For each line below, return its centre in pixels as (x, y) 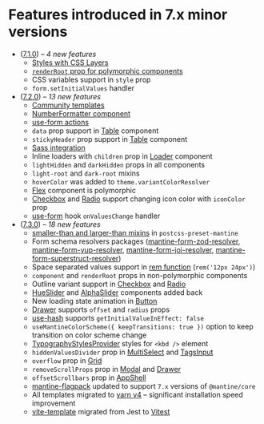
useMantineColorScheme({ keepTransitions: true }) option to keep (142, 326)
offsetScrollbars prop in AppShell (89, 378)
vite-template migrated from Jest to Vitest (101, 411)
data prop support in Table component (95, 131)
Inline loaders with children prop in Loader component (122, 156)
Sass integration (58, 147)
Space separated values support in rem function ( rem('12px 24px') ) (144, 267)
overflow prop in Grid (67, 360)
